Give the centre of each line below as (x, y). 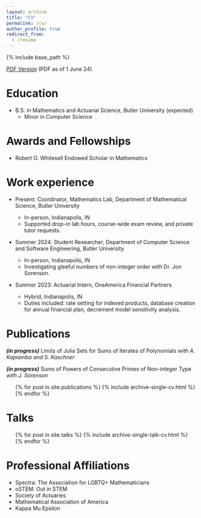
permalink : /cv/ (27, 23)
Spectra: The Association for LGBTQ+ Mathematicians (82, 482)
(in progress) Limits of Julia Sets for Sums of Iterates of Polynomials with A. (101, 350)
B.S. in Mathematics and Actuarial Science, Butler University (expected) (104, 110)
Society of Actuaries (40, 495)
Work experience (50, 183)
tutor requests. (42, 230)
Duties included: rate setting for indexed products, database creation (110, 303)
